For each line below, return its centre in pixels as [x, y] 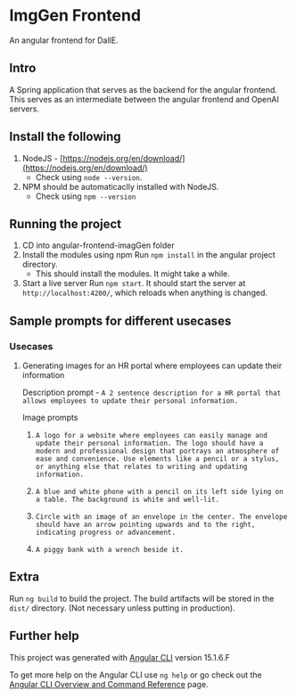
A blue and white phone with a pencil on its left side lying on [159, 492]
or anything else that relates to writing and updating [141, 467]
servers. [25, 109]
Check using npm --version [86, 196]
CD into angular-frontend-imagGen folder [99, 245]
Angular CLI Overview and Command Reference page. [109, 684]
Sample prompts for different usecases [120, 320]
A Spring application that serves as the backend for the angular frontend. [144, 89]
